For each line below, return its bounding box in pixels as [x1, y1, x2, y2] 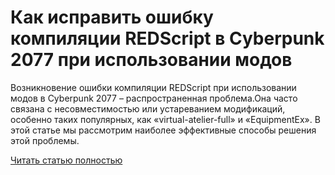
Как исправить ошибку [10, 6, 214, 29]
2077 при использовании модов [10, 49, 293, 71]
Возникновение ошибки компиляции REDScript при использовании [10, 81, 297, 93]
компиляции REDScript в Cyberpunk [10, 27, 325, 50]
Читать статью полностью [10, 154, 123, 166]
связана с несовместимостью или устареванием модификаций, [10, 102, 286, 115]
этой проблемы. [10, 134, 80, 146]
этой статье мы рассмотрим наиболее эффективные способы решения [10, 124, 317, 136]
